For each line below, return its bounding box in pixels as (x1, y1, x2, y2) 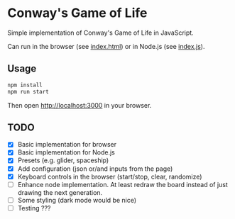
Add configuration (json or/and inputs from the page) (17, 164, 173, 173)
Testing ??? (17, 203, 51, 212)
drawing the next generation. (17, 188, 103, 196)
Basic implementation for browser (17, 140, 117, 149)
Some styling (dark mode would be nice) (17, 196, 137, 204)
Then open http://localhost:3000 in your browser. (7, 101, 152, 109)
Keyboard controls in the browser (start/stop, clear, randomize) (17, 172, 202, 181)
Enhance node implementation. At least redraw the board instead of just (17, 180, 229, 189)
